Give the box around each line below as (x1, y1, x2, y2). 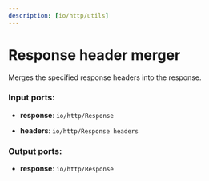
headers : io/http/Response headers (19, 125, 139, 136)
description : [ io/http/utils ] (8, 11, 110, 20)
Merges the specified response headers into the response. (8, 73, 202, 82)
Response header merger (8, 45, 181, 64)
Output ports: (8, 145, 62, 156)
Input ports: (8, 92, 55, 104)
